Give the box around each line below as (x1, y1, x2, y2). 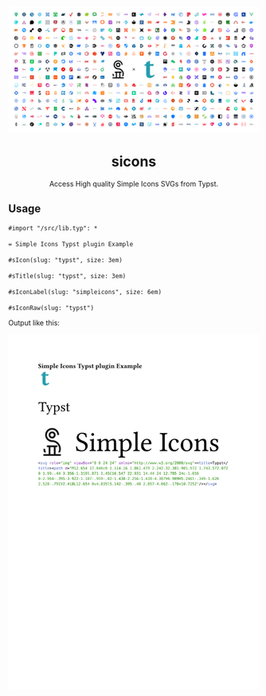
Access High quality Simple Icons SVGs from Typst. (49, 179, 219, 188)
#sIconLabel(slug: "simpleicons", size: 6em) (8, 288, 162, 296)
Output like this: (8, 317, 60, 328)
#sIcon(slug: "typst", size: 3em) (8, 256, 123, 264)
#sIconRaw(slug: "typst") (8, 304, 94, 312)
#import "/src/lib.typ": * (8, 224, 98, 232)
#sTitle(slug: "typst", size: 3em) (8, 272, 127, 280)
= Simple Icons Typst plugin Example (8, 240, 134, 248)
